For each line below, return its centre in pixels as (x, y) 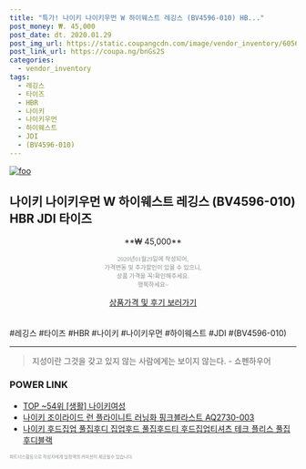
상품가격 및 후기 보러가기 (153, 302)
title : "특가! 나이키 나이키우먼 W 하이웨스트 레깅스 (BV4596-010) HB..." (137, 18)
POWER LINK (39, 385)
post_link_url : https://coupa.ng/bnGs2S (87, 52)
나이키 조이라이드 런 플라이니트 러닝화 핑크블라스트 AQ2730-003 (138, 417)
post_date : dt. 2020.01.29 (61, 35)
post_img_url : (36, 43)
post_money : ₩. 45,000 (52, 26)
